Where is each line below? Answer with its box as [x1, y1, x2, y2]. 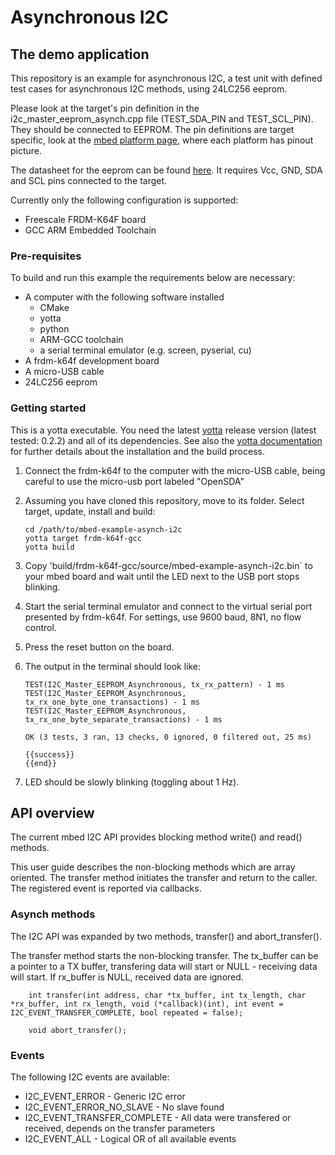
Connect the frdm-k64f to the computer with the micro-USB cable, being [24, 464, 326, 476]
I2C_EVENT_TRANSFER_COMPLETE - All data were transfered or [24, 1112, 292, 1123]
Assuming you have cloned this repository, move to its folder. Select [24, 494, 305, 506]
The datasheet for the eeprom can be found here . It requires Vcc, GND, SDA [10, 164, 323, 176]
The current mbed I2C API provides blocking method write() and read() [10, 831, 303, 843]
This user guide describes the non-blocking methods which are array [10, 861, 296, 873]
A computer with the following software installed [24, 291, 225, 303]
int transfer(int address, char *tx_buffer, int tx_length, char [28, 990, 307, 1000]
